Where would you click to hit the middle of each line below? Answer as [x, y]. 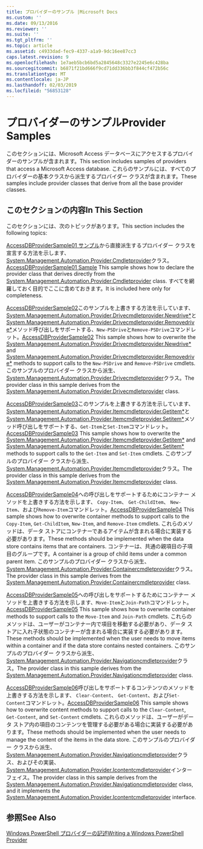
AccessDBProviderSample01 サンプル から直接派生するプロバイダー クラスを [101, 245]
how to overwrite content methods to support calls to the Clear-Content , [96, 710]
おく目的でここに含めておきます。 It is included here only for [96, 288]
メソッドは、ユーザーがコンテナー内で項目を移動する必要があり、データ [96, 624]
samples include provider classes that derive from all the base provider [95, 183]
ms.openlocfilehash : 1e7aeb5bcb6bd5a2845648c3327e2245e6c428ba [88, 62]
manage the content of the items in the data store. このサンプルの [88, 739]
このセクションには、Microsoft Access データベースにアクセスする [89, 153]
